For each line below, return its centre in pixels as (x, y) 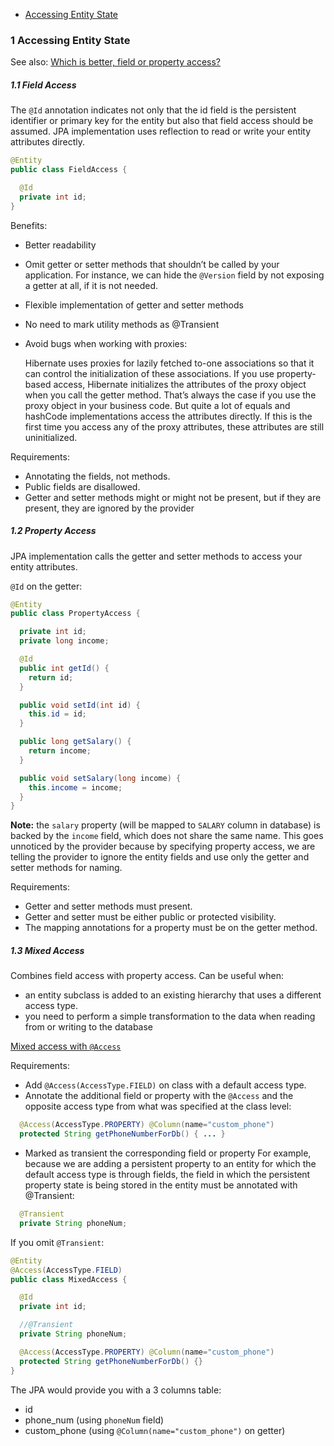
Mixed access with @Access (66, 1046)
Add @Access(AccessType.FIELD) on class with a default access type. (165, 1085)
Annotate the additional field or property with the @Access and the (159, 1096)
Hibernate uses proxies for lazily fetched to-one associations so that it (169, 363)
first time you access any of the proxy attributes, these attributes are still (174, 426)
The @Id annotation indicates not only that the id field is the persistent (153, 110)
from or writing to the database (89, 1027)
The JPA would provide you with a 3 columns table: (116, 1390)
